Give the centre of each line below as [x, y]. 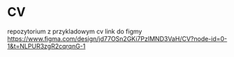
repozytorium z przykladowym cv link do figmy [75, 31]
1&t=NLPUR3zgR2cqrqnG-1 [46, 46]
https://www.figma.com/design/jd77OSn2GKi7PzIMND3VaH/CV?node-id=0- [117, 38]
